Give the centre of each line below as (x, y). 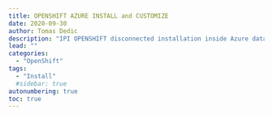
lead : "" (23, 46)
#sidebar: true (41, 83)
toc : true (25, 99)
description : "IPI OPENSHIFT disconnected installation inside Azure (129, 38)
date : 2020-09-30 (38, 23)
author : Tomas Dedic (43, 31)
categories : (28, 53)
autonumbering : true (43, 91)
